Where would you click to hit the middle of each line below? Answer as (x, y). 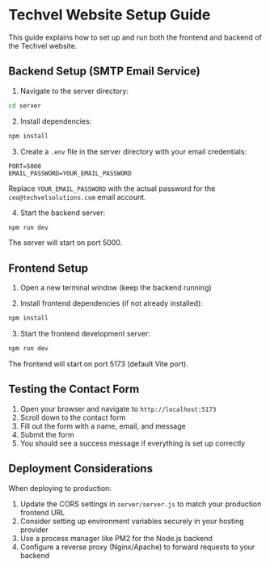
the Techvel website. (43, 45)
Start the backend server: (63, 213)
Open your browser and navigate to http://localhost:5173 (118, 408)
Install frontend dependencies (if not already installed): (112, 303)
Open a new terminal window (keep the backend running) (116, 288)
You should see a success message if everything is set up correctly (133, 443)
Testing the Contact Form (74, 389)
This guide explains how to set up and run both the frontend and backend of (135, 37)
